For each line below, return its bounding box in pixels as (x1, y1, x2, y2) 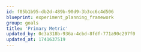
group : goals (6, 20, 39, 26)
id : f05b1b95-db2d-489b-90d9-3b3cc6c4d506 (6, 8, 114, 15)
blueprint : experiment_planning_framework (6, 14, 114, 20)
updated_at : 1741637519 (6, 36, 66, 42)
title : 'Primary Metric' (6, 25, 68, 32)
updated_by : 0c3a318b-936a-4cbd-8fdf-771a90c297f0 (6, 31, 136, 37)
